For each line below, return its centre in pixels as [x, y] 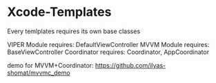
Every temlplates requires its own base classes [74, 31]
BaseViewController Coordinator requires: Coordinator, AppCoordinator [108, 52]
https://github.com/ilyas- [131, 65]
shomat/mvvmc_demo [39, 73]
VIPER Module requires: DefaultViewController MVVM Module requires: [108, 44]
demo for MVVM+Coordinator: [51, 65]
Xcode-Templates [59, 12]
